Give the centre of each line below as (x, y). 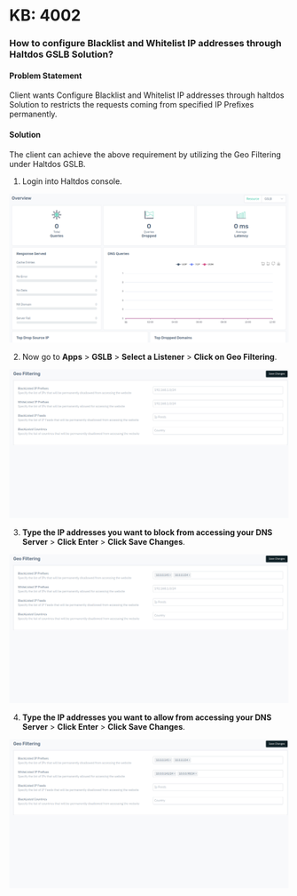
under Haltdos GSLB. (47, 164)
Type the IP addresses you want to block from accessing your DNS (147, 532)
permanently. (33, 114)
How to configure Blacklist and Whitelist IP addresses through (145, 44)
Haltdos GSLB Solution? (61, 54)
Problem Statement (46, 76)
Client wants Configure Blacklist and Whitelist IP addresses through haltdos (147, 95)
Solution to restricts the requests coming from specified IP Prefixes (132, 105)
